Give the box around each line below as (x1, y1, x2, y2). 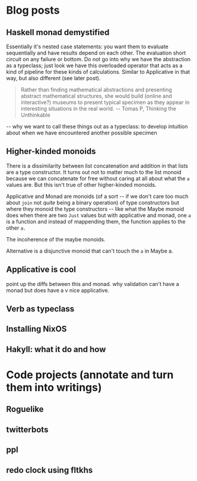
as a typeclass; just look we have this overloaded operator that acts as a (6, 62, 183, 69)
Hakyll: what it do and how (6, 344, 106, 354)
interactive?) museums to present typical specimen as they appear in (20, 99, 190, 106)
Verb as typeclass (6, 304, 75, 314)
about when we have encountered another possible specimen (6, 129, 157, 136)
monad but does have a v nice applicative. (6, 287, 110, 294)
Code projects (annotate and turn (6, 368, 174, 381)
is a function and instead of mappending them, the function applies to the (6, 218, 186, 225)
